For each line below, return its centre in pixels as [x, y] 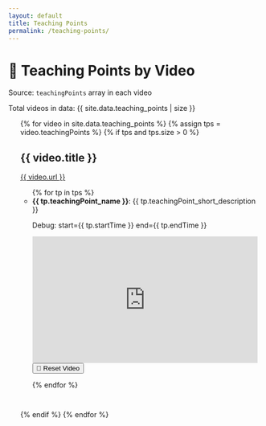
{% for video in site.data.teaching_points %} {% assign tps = [120, 124]
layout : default [35, 16]
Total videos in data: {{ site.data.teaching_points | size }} [102, 109]
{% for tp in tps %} [63, 193]
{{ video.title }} [59, 158]
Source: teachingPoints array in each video [80, 92]
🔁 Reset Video [58, 369]
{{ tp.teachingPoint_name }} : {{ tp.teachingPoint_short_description [143, 201]
